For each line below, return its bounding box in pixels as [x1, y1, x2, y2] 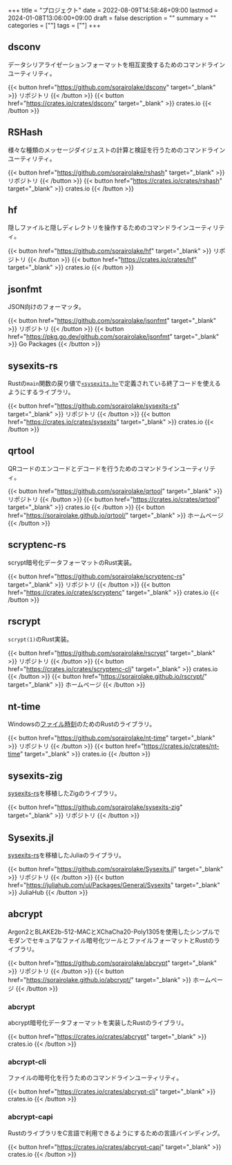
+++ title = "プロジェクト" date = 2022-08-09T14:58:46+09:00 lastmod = [8, 6, 219, 14]
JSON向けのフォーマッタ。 [8, 303, 85, 311]
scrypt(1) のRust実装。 [8, 634, 73, 643]
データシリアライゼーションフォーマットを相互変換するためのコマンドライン [8, 60, 226, 69]
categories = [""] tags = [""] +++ [8, 21, 101, 29]
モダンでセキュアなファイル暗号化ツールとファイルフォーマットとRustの [8, 936, 214, 944]
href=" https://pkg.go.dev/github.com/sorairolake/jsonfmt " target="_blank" [8, 332, 220, 341]
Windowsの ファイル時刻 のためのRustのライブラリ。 [8, 720, 156, 729]
